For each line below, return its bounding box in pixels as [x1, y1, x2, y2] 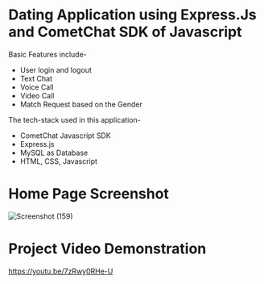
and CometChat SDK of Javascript [8, 23, 242, 41]
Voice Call [19, 82, 54, 92]
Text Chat [19, 73, 52, 83]
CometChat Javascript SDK [19, 131, 111, 140]
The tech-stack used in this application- [8, 115, 141, 124]
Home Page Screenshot [8, 185, 169, 203]
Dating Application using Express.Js [8, 6, 258, 24]
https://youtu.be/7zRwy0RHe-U [8, 266, 113, 276]
